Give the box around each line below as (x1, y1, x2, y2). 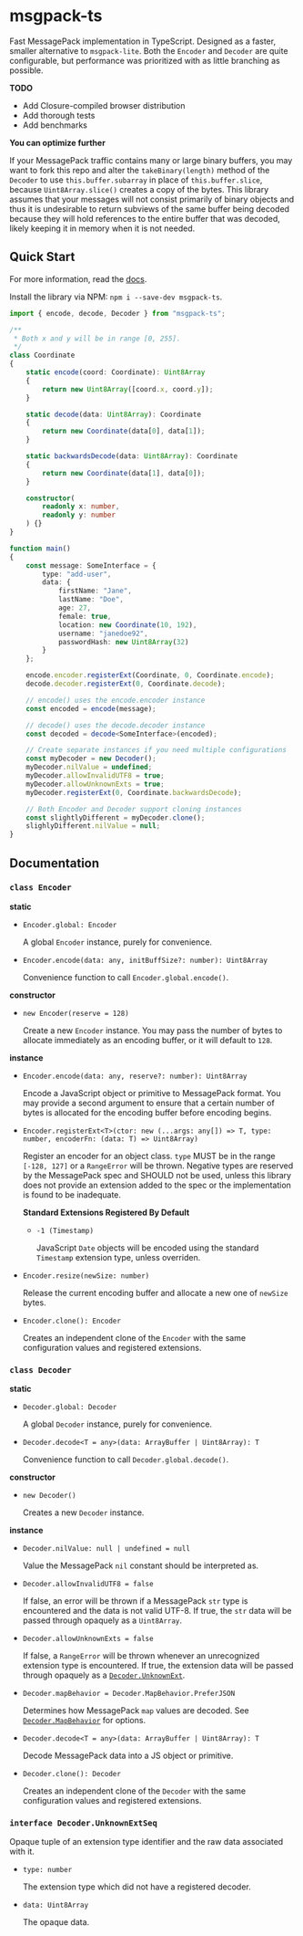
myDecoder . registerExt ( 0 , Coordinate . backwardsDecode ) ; (25, 788, 243, 797)
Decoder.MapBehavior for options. (22, 1715, 146, 1726)
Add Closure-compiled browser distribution (22, 99, 186, 110)
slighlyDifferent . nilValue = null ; (25, 821, 161, 831)
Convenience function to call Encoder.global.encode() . (22, 971, 229, 982)
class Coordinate (9, 351, 76, 361)
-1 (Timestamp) (35, 1226, 94, 1235)
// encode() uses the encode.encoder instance (25, 696, 206, 705)
